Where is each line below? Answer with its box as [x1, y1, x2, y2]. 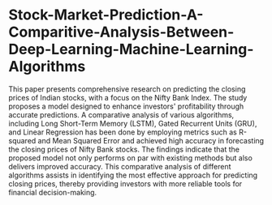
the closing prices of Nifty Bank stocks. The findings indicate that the [8, 144, 240, 154]
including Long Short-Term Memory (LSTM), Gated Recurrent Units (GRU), [8, 118, 257, 128]
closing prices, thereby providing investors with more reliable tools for [8, 178, 243, 188]
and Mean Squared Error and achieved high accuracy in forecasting [37, 135, 265, 145]
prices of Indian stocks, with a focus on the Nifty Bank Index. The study [8, 92, 248, 102]
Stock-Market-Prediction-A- [8, 6, 204, 24]
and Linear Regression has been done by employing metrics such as [8, 127, 237, 137]
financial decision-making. [8, 187, 97, 197]
